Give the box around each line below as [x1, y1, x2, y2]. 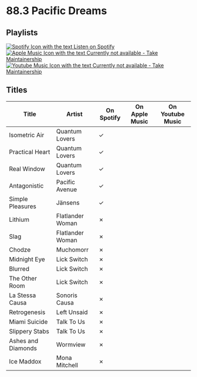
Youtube [160, 110, 185, 118]
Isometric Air [9, 131, 45, 139]
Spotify [99, 114, 121, 122]
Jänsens [56, 198, 80, 206]
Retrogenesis [9, 308, 46, 316]
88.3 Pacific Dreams [6, 4, 107, 18]
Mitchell [56, 361, 78, 369]
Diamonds [9, 344, 37, 352]
